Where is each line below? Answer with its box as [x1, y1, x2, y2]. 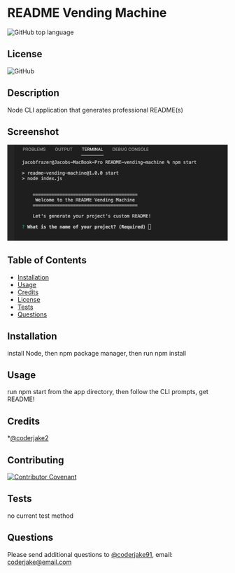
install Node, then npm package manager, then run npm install [7, 349, 187, 357]
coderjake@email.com [7, 558, 72, 566]
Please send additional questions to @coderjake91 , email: [7, 550, 173, 558]
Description [7, 87, 59, 99]
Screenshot [7, 126, 59, 138]
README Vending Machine [7, 5, 167, 21]
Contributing [7, 454, 64, 466]
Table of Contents [7, 254, 87, 266]
